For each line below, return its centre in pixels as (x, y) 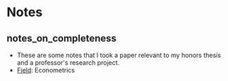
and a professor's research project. (68, 63)
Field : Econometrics (46, 70)
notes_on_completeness (62, 38)
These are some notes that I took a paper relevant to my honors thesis (119, 55)
